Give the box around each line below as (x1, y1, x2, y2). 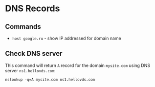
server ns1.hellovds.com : (5, 67, 56, 73)
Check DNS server (5, 49, 63, 58)
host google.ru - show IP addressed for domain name (12, 35, 121, 41)
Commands (5, 22, 42, 31)
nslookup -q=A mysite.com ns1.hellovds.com (5, 77, 95, 82)
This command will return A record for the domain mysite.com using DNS (5, 62, 151, 68)
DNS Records (5, 3, 60, 14)
